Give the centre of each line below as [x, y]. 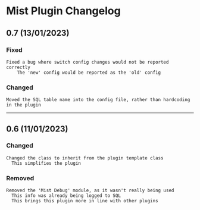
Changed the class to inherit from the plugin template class [85, 158]
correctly [18, 67]
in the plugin [24, 105]
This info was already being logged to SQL [66, 196]
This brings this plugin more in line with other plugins [85, 201]
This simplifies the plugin [46, 163]
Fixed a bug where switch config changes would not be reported [87, 62]
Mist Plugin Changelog [63, 11]
